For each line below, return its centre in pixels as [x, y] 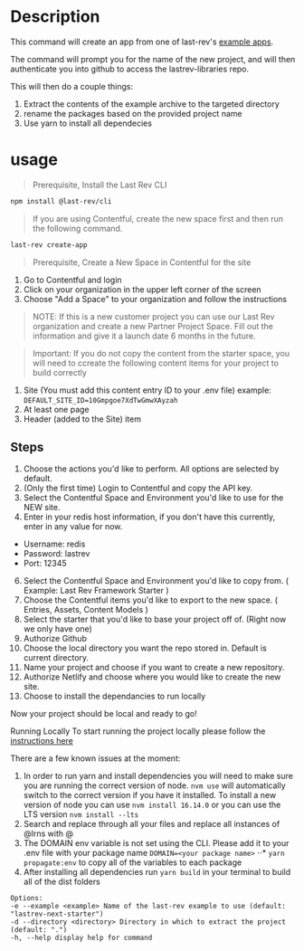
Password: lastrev [57, 554]
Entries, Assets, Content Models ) [85, 610]
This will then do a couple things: [72, 86]
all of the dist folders [62, 882]
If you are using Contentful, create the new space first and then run [158, 218]
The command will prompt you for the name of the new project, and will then [153, 59]
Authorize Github [55, 639]
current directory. [56, 658]
